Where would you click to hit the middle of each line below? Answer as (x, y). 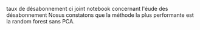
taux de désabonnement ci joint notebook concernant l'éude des (87, 9)
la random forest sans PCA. (40, 21)
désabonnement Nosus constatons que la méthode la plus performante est (100, 15)
